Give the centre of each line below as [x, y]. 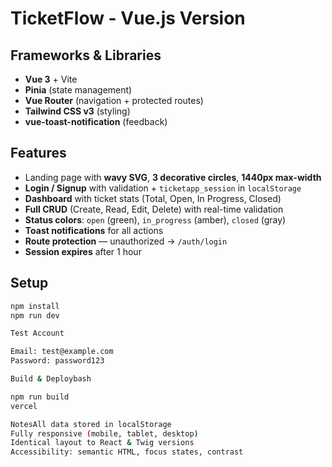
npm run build [40, 397]
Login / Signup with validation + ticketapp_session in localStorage [163, 188]
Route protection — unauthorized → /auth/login [126, 241]
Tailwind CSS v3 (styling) [77, 111]
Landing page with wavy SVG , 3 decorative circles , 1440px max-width [173, 177]
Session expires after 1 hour [83, 251]
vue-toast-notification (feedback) [96, 121]
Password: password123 [57, 361]
